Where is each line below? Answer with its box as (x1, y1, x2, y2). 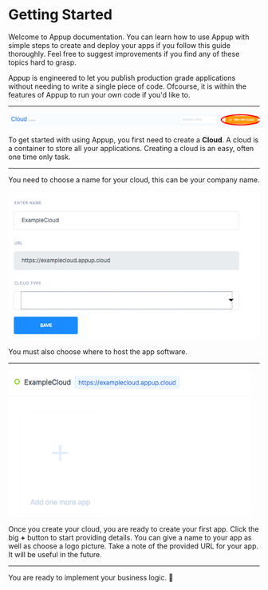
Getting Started (8, 6, 113, 24)
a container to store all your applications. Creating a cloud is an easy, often (8, 144, 254, 153)
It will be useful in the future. (8, 549, 102, 559)
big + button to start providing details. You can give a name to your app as (8, 532, 252, 542)
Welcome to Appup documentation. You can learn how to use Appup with (8, 32, 250, 42)
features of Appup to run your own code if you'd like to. (8, 90, 191, 99)
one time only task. (8, 152, 71, 161)
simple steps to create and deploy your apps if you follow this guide (8, 40, 231, 50)
